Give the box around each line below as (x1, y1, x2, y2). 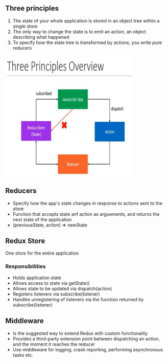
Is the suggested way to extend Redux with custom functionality (12, 330, 148, 336)
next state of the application (12, 216, 72, 222)
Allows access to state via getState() (12, 280, 90, 286)
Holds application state (12, 275, 61, 281)
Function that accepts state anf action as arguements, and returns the (12, 211, 160, 217)
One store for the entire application (5, 250, 79, 256)
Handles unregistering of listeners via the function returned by (12, 296, 144, 302)
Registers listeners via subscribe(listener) (12, 291, 101, 297)
